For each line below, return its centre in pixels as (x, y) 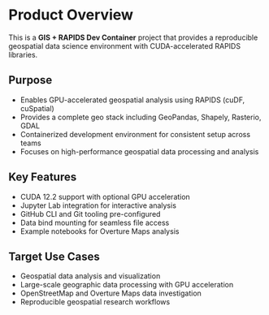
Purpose (30, 80)
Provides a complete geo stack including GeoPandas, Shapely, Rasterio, (141, 117)
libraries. (23, 54)
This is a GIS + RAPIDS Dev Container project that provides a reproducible (133, 37)
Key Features (43, 177)
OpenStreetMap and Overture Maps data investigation (111, 293)
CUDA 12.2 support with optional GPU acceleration (105, 196)
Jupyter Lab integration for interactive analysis (98, 205)
